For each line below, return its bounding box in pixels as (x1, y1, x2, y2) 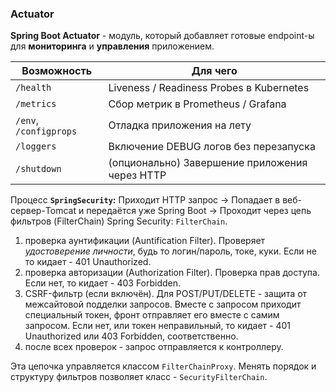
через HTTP (108, 168, 167, 182)
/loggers (15, 141, 57, 152)
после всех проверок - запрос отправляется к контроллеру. (24, 341, 284, 353)
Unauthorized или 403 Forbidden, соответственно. (24, 330, 239, 342)
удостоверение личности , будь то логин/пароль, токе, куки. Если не (24, 245, 317, 257)
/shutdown (15, 163, 62, 175)
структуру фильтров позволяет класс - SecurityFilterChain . (10, 371, 268, 383)
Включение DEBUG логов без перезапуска (108, 140, 316, 154)
